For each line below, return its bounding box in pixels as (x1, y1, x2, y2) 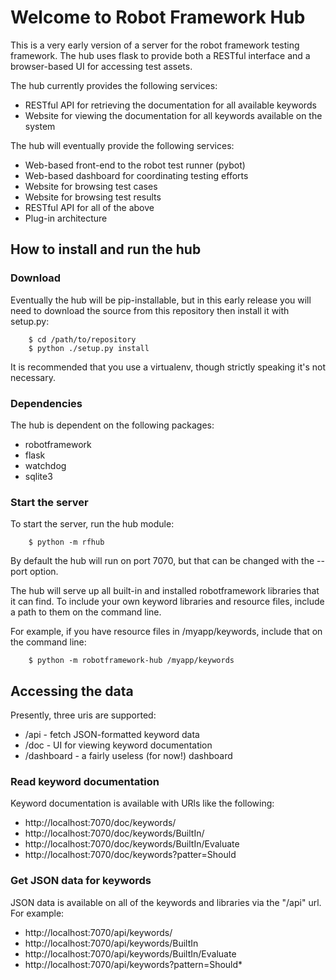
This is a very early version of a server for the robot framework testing (10, 39, 300, 51)
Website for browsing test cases (24, 180, 158, 192)
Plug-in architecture (24, 212, 108, 224)
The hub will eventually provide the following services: (10, 139, 235, 151)
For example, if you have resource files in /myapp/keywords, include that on (10, 626, 323, 638)
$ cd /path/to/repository (28, 334, 137, 345)
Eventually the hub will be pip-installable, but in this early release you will (10, 294, 312, 306)
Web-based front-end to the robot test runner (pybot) (24, 159, 246, 171)
